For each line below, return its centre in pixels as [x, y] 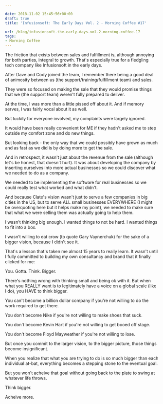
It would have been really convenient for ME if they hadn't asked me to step [81, 128]
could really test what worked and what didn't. [52, 188]
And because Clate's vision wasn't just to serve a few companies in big [76, 197]
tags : [10, 36]
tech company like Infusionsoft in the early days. [54, 65]
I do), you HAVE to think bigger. [36, 291]
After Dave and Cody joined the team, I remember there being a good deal [79, 74]
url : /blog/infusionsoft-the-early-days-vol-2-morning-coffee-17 [72, 32]
